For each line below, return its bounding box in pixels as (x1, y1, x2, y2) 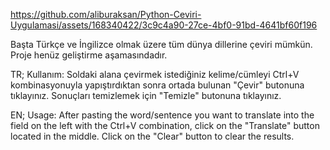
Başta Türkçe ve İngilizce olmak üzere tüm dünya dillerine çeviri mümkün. (10, 39, 313, 50)
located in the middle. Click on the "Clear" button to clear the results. (10, 130, 295, 142)
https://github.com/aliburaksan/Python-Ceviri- (10, 9, 202, 20)
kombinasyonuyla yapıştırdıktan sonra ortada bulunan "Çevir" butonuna (10, 79, 305, 91)
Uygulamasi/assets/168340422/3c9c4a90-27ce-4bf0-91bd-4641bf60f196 (10, 19, 318, 31)
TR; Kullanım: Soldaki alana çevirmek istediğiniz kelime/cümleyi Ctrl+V (10, 69, 300, 80)
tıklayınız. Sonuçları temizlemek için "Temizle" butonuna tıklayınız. (10, 90, 282, 101)
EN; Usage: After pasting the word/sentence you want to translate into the (10, 109, 315, 121)
